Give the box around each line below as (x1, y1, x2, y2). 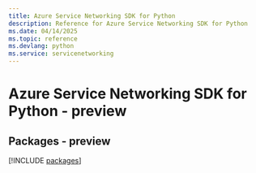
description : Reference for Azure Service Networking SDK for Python (8, 19, 249, 28)
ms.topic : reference (8, 34, 79, 43)
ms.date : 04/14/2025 (8, 27, 79, 35)
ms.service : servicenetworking (8, 50, 114, 58)
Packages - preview (8, 134, 111, 148)
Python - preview (8, 102, 127, 120)
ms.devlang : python (8, 42, 75, 50)
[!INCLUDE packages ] (8, 156, 82, 165)
